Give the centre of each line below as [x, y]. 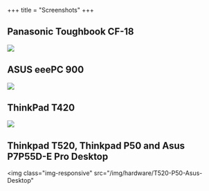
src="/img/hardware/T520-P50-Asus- [148, 173]
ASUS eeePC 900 [46, 70]
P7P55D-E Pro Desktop [58, 156]
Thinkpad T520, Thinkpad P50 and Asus [96, 146]
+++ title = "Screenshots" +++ [51, 10]
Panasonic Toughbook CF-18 [71, 31]
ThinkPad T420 [41, 108]
